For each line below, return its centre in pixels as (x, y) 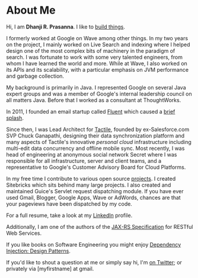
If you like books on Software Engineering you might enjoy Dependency (94, 244)
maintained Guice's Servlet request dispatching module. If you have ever (95, 191)
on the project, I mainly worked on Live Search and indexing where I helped (98, 44)
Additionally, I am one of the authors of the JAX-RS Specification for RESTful (100, 226)
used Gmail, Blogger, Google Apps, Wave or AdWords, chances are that (93, 197)
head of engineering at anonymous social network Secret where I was (92, 154)
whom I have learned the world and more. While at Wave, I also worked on (97, 63)
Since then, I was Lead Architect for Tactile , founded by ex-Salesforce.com (98, 129)
